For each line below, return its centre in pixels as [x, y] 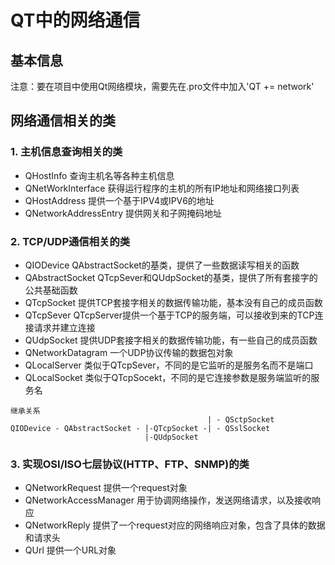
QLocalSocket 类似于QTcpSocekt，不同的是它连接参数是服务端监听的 [168, 377]
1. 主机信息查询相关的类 [66, 152]
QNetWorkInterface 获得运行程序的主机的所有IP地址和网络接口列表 [162, 188]
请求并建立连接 [64, 327]
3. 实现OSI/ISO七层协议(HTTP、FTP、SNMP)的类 [130, 464]
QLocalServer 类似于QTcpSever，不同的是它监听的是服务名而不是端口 [169, 365]
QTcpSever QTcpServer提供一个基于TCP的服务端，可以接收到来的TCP [169, 315]
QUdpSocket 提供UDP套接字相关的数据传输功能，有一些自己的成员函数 [171, 340]
